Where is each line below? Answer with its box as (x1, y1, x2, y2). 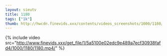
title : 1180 (5, 12, 30, 17)
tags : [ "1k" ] (5, 16, 32, 21)
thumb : (5, 21, 19, 26)
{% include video (5, 35, 41, 41)
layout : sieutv (5, 7, 37, 12)
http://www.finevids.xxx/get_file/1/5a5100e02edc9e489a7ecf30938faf (16, 40, 161, 46)
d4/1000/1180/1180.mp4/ (5, 45, 56, 51)
